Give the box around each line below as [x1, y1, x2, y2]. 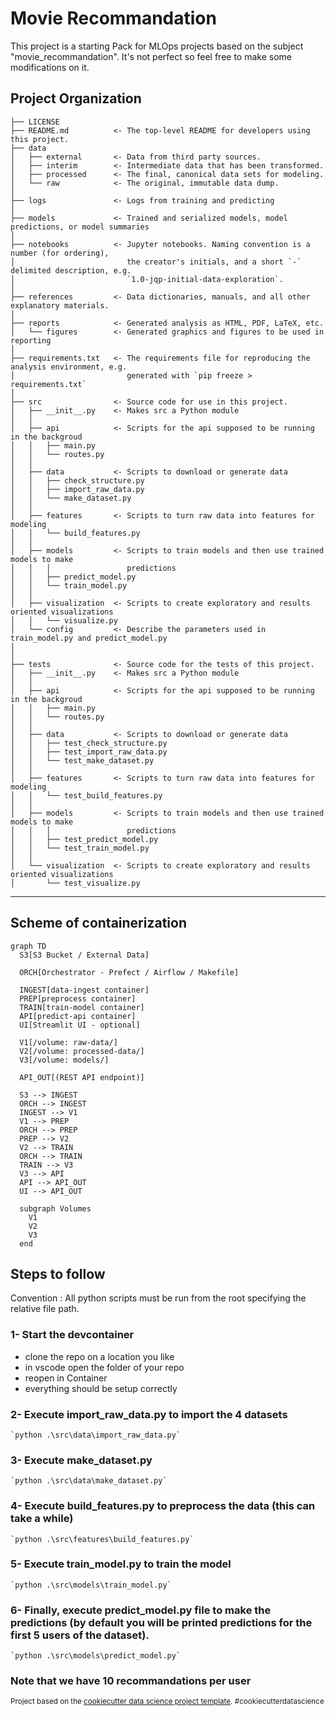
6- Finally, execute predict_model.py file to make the [10, 1603, 272, 1617]
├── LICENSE [10, 117, 60, 127]
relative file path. [10, 1303, 80, 1315]
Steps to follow [10, 1265, 106, 1282]
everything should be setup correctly [24, 1382, 178, 1394]
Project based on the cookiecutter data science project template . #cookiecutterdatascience [10, 1697, 325, 1707]
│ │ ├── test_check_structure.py [10, 738, 168, 748]
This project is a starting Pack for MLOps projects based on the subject [10, 40, 304, 52]
